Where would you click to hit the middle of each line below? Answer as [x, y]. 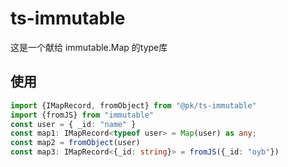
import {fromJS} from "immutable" [82, 115]
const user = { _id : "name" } [73, 124]
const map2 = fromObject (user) [75, 143]
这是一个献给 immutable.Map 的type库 [89, 47]
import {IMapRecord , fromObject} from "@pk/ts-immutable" [133, 105]
